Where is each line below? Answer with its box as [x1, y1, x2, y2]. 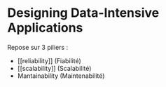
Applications [7, 20, 83, 36]
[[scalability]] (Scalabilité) [17, 64, 92, 72]
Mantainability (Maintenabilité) [17, 72, 105, 80]
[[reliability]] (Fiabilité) [17, 56, 82, 65]
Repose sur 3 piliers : [7, 43, 69, 51]
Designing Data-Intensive [7, 5, 160, 21]
